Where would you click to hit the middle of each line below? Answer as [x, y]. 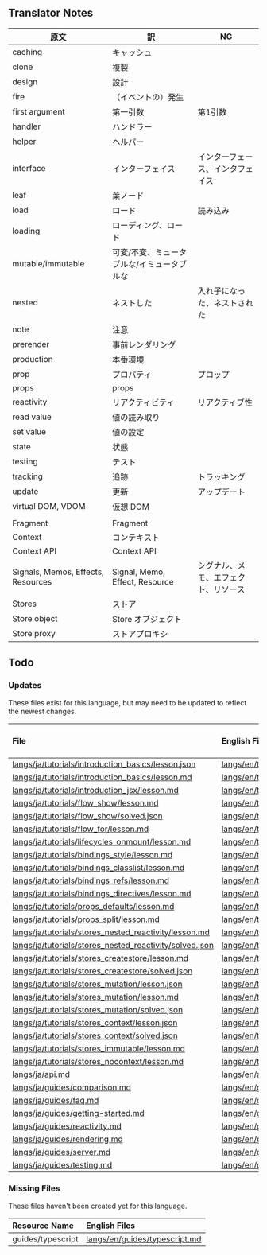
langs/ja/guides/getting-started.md [78, 1113]
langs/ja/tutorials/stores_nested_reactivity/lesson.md [111, 932]
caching [27, 52]
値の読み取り [136, 417]
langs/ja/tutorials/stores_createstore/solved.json [103, 971]
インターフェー [225, 157]
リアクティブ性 [225, 402]
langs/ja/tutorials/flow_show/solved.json [87, 816]
